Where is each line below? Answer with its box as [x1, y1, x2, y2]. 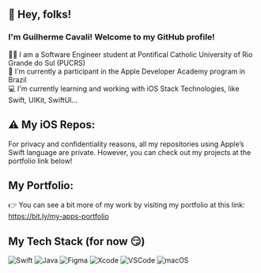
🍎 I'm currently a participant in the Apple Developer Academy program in [8, 66, 246, 76]
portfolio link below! [8, 156, 73, 165]
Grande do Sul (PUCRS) [8, 58, 85, 67]
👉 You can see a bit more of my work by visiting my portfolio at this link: [8, 200, 245, 210]
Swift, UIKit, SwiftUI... [8, 95, 78, 104]
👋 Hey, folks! [8, 8, 72, 21]
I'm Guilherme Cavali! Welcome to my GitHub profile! [8, 32, 215, 43]
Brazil [8, 74, 27, 84]
